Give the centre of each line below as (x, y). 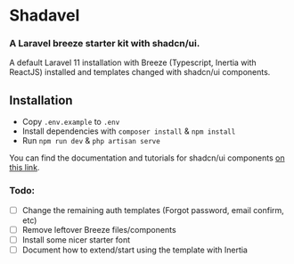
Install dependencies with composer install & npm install (129, 131)
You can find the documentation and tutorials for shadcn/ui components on (147, 158)
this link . (24, 168)
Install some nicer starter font (76, 239)
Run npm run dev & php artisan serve (91, 141)
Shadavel (45, 16)
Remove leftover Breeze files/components (99, 229)
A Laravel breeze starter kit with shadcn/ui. (105, 44)
